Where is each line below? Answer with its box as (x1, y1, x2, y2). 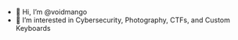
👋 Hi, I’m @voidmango (15, 8, 88, 16)
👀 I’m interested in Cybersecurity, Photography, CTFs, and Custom (15, 15, 231, 25)
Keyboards (15, 24, 51, 32)
